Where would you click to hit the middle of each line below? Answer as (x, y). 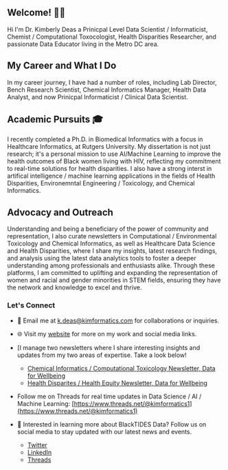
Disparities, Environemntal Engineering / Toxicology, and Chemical (101, 183)
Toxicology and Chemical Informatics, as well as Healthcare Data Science (111, 244)
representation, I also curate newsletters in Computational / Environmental (112, 236)
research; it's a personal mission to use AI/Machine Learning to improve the (114, 154)
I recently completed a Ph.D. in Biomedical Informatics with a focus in (105, 139)
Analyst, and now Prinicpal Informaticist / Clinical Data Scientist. (98, 96)
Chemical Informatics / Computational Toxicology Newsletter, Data (121, 368)
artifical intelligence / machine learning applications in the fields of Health (111, 176)
